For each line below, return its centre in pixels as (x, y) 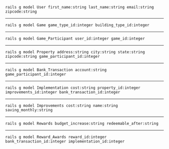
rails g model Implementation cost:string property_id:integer (73, 88)
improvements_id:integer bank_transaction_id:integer (63, 92)
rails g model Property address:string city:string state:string (75, 52)
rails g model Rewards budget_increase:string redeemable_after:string (82, 123)
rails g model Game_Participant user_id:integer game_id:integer (75, 39)
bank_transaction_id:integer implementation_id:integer (65, 141)
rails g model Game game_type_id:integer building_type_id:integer (77, 25)
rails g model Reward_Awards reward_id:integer (56, 137)
